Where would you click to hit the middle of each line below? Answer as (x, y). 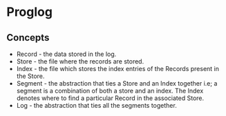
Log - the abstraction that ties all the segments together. (96, 105)
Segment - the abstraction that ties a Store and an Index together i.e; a (117, 83)
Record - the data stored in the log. (66, 54)
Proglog (30, 12)
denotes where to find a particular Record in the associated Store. (110, 98)
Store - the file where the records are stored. (80, 61)
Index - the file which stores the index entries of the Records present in (117, 69)
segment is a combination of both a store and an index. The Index (110, 91)
